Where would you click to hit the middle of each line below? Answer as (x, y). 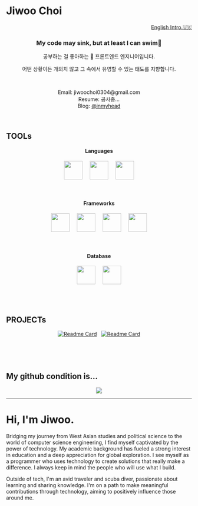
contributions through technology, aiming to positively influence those (91, 491)
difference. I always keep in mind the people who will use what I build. (91, 467)
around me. (20, 498)
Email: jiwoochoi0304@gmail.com (99, 92)
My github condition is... (52, 376)
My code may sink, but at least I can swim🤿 (99, 43)
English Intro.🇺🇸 (171, 27)
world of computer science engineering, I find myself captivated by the (92, 442)
